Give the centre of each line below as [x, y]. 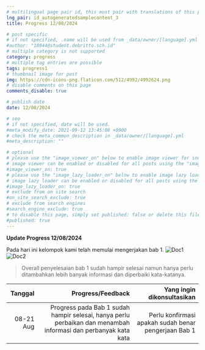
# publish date [26, 102]
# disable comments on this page [49, 85]
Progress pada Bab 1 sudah [90, 307]
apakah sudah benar [166, 323]
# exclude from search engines [46, 204]
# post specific [27, 34]
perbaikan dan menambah [92, 323]
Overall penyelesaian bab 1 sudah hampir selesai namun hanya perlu [107, 268]
